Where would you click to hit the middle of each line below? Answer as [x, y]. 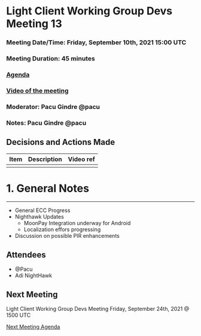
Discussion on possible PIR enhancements [67, 236]
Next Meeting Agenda [33, 327]
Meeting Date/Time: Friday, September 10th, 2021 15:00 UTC [96, 43]
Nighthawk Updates [39, 217]
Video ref [82, 159]
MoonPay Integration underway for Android [77, 223]
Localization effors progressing [62, 229]
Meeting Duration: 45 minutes [51, 59]
